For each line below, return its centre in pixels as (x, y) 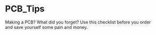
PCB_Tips (25, 9)
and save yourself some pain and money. (46, 27)
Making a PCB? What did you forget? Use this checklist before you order (78, 22)
